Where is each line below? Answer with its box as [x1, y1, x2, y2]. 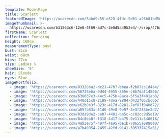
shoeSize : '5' [5, 67, 34, 71]
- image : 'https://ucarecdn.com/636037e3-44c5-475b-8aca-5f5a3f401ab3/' [9, 93, 162, 98]
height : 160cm [5, 39, 34, 44]
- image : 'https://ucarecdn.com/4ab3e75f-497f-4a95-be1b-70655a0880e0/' [9, 121, 162, 126]
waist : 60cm [5, 52, 29, 58]
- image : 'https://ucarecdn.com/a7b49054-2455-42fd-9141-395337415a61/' [9, 125, 162, 130]
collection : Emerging [5, 35, 50, 40]
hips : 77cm [5, 57, 27, 62]
